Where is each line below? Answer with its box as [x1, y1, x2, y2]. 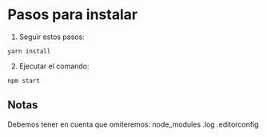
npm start [7, 76, 41, 84]
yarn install [7, 47, 51, 55]
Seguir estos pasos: [18, 32, 85, 41]
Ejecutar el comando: [18, 61, 90, 71]
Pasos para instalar [7, 6, 137, 24]
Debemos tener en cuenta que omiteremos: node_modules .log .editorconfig [7, 119, 259, 129]
